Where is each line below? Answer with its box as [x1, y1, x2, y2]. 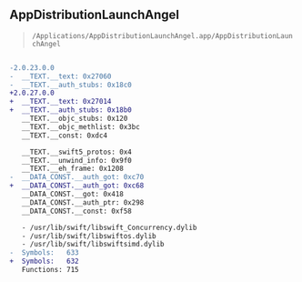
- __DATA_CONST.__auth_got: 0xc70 [9, 173, 145, 182]
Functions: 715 [21, 266, 79, 275]
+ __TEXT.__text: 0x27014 [9, 97, 112, 106]
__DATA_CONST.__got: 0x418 [21, 190, 125, 199]
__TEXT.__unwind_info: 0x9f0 [21, 156, 132, 165]
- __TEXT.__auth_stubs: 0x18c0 [9, 80, 132, 89]
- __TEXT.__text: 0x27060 [9, 72, 112, 81]
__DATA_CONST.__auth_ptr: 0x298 [21, 197, 145, 207]
